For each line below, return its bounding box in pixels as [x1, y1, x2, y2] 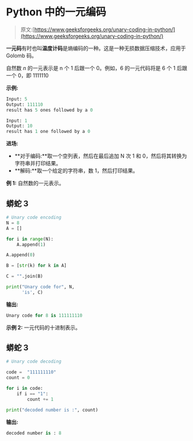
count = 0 [6, 375, 31, 381]
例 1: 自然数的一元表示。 [6, 180, 65, 187]
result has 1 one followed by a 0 [6, 129, 91, 135]
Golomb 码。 [6, 52, 37, 59]
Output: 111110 [6, 101, 43, 108]
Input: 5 [6, 96, 28, 102]
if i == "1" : [16, 390, 49, 397]
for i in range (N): [6, 236, 54, 242]
